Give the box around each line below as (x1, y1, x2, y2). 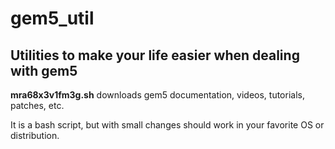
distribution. (10, 130, 60, 141)
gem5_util (10, 7, 95, 30)
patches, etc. (10, 100, 65, 111)
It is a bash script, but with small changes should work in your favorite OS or (10, 119, 325, 131)
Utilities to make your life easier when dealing (10, 47, 300, 64)
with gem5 (10, 62, 78, 79)
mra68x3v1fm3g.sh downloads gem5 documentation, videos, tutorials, (10, 89, 305, 101)
